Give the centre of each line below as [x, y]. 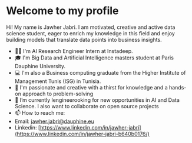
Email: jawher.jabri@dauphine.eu [54, 121]
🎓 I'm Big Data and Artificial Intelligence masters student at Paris [94, 58]
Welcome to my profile [62, 11]
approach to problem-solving [58, 94]
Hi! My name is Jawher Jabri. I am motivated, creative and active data [91, 27]
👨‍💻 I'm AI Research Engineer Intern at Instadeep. [74, 51]
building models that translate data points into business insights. [84, 39]
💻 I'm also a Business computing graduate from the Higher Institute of [100, 72]
